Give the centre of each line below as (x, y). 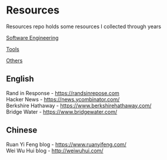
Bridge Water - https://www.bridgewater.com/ (62, 111)
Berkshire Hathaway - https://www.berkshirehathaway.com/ (79, 105)
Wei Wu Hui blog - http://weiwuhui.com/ (55, 151)
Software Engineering (32, 38)
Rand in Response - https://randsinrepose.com (63, 93)
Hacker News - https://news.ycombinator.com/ (63, 99)
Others (14, 60)
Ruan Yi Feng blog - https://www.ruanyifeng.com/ (66, 144)
